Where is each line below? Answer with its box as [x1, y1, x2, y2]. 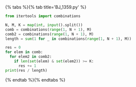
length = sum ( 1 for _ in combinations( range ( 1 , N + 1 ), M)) [5, 36, 132, 41]
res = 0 [5, 45, 21, 50]
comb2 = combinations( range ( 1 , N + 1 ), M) [5, 31, 94, 36]
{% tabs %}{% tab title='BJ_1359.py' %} [5, 4, 87, 10]
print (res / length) [5, 68, 48, 73]
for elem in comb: [5, 50, 43, 55]
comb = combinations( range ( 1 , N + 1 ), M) [5, 27, 92, 32]
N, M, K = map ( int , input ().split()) [5, 22, 83, 28]
